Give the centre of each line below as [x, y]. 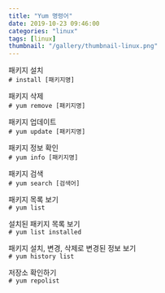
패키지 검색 [26, 174]
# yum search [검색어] [44, 183]
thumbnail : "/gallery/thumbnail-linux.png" [83, 46]
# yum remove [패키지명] [47, 106]
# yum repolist [34, 281]
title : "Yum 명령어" [41, 16]
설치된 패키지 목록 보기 [44, 224]
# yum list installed [45, 232]
